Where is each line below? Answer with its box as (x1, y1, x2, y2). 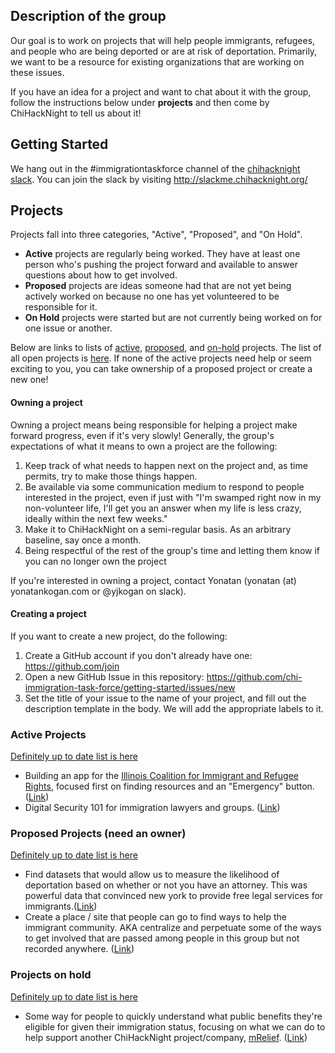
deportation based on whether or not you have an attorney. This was (24, 879, 308, 891)
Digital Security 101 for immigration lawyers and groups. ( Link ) (24, 802, 281, 814)
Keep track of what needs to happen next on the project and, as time (24, 459, 308, 471)
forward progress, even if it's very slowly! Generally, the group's (10, 429, 275, 441)
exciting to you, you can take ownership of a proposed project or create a (10, 363, 313, 375)
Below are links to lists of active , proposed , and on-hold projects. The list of (10, 342, 322, 354)
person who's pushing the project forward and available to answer (24, 259, 298, 271)
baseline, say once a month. (24, 534, 142, 546)
